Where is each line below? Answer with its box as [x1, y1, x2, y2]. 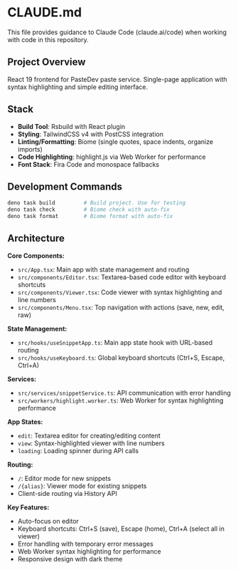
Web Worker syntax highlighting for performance [17, 546, 161, 556]
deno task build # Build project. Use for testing [7, 199, 186, 207]
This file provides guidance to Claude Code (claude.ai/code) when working [7, 28, 227, 36]
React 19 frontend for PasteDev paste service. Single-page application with [7, 75, 227, 83]
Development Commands [7, 180, 123, 192]
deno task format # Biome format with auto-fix [7, 213, 173, 220]
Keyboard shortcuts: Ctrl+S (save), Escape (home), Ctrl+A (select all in [17, 524, 225, 533]
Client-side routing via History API [17, 489, 117, 497]
